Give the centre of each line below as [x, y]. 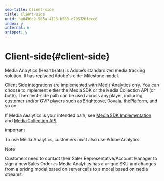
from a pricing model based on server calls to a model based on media [77, 169]
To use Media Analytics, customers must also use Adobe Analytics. [73, 139]
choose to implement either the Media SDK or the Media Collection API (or [80, 90]
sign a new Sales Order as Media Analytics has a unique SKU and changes [81, 164]
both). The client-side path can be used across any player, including [74, 95]
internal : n [17, 28]
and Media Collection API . [31, 120]
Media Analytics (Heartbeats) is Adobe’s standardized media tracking [75, 70]
